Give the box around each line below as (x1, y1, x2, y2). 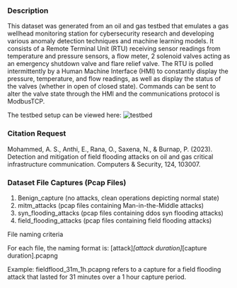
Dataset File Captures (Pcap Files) (7, 177, 127, 187)
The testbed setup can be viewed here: (7, 111, 122, 119)
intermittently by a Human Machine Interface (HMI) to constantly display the (7, 67, 229, 76)
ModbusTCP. (7, 97, 45, 106)
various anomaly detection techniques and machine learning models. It (7, 37, 214, 45)
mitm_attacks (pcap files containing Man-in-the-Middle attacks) (17, 201, 204, 209)
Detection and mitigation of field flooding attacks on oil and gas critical (7, 152, 214, 161)
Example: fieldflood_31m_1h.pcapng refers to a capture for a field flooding (7, 265, 221, 273)
